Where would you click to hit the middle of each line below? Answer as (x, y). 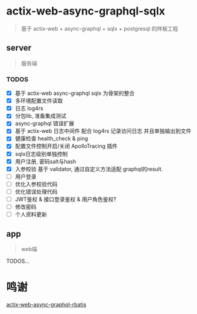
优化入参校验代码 (36, 184)
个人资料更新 (31, 214)
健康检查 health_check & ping (52, 139)
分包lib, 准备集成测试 (41, 116)
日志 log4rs (29, 108)
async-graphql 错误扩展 (45, 123)
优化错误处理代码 (36, 191)
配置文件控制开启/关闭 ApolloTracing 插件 (66, 146)
